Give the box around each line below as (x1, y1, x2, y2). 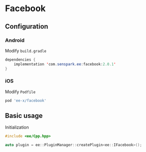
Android (5, 37, 25, 44)
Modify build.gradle (5, 48, 47, 53)
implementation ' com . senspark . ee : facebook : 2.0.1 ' (14, 62, 116, 67)
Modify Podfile (5, 88, 36, 95)
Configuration (5, 22, 49, 31)
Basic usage (5, 112, 43, 120)
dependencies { (5, 57, 36, 62)
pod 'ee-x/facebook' (5, 98, 47, 103)
